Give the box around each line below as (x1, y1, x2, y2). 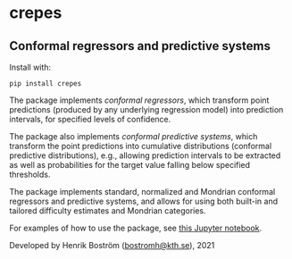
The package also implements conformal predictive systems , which (9, 131, 258, 141)
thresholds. (9, 169, 51, 180)
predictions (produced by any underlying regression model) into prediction (9, 104, 284, 114)
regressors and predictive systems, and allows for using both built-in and (9, 196, 279, 206)
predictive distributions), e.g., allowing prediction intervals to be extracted (9, 150, 281, 161)
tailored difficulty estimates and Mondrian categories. (9, 205, 207, 216)
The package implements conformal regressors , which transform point (9, 95, 270, 105)
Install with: (9, 62, 52, 72)
